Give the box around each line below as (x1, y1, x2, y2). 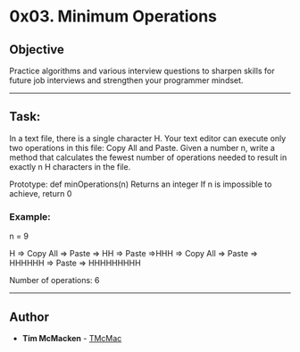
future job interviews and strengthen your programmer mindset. (9, 75, 244, 86)
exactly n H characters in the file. (9, 161, 131, 172)
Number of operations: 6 (9, 275, 100, 286)
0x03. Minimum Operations (9, 6, 217, 27)
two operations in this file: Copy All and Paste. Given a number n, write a (9, 142, 275, 153)
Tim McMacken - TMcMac (21, 332, 122, 343)
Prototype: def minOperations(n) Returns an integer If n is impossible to (9, 179, 272, 189)
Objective (9, 42, 65, 57)
